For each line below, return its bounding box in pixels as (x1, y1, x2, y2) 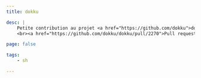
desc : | (6, 19, 26, 26)
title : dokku (6, 8, 39, 15)
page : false (6, 41, 36, 48)
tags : (6, 52, 20, 58)
